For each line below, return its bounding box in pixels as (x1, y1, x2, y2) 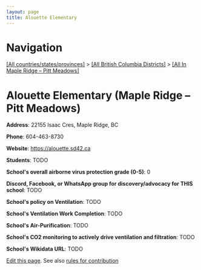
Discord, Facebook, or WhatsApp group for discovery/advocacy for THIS (6, 180, 193, 187)
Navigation (6, 41, 62, 55)
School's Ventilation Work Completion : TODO (6, 210, 123, 217)
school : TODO (6, 186, 42, 194)
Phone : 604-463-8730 (6, 133, 64, 140)
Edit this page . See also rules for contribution (6, 257, 119, 265)
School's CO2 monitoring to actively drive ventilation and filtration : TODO (6, 234, 195, 241)
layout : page (6, 8, 39, 15)
